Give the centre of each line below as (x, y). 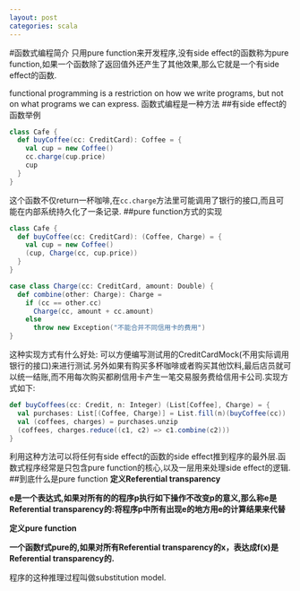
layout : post (34, 17)
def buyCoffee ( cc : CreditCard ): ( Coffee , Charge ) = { (120, 237)
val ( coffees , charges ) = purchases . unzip (98, 422)
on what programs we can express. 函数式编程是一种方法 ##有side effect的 (148, 103)
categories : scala (43, 26)
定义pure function (43, 528)
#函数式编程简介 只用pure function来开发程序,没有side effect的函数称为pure (149, 52)
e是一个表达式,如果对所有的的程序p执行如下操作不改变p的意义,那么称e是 (143, 498)
